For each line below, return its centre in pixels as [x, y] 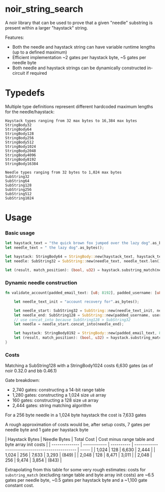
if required [37, 73]
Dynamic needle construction [41, 283]
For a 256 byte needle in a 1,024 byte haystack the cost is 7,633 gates [76, 415]
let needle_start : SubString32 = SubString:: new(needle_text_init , [84, 311]
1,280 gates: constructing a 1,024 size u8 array [59, 395]
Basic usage [20, 233]
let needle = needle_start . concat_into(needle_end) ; [69, 324]
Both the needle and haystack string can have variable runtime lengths [84, 47]
